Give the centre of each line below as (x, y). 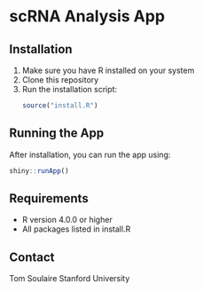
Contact (32, 257)
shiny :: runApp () (39, 170)
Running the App (57, 134)
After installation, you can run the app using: (90, 154)
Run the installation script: (70, 89)
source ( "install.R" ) (60, 106)
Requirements (49, 198)
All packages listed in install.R (76, 229)
